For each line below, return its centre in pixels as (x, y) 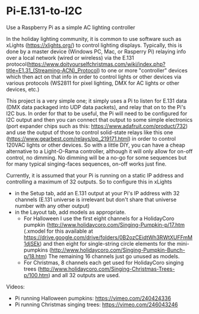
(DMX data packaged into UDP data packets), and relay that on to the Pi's (96, 107)
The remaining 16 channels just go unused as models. (114, 256)
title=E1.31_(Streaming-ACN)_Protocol (52, 70)
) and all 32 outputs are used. (84, 275)
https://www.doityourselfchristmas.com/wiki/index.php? (97, 64)
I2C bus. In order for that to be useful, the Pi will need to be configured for (97, 113)
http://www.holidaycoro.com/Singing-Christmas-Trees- (107, 269)
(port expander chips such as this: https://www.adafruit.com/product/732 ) (97, 126)
